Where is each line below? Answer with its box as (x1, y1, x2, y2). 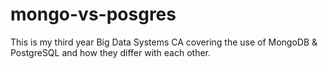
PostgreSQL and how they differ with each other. (10, 46, 212, 58)
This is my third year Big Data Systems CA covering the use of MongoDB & (10, 36, 318, 48)
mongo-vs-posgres (10, 3, 177, 26)
